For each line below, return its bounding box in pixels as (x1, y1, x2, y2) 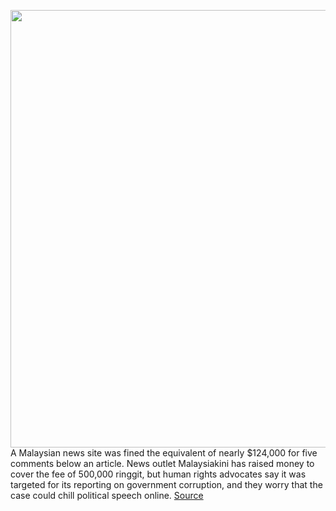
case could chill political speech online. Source (10, 490, 204, 501)
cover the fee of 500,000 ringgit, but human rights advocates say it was (10, 468, 307, 480)
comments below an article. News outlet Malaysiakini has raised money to (10, 458, 315, 469)
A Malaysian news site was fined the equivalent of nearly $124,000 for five (10, 447, 318, 459)
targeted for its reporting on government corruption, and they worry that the (10, 479, 323, 490)
